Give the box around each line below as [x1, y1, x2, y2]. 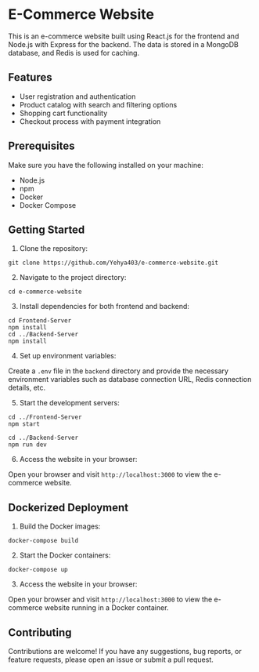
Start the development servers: [19, 398, 120, 408]
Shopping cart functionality [19, 108, 108, 118]
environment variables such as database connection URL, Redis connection [8, 375, 252, 384]
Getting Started [8, 223, 85, 236]
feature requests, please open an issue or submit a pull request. [8, 655, 214, 664]
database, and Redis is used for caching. [8, 48, 139, 57]
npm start [8, 420, 41, 428]
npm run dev [8, 441, 47, 449]
